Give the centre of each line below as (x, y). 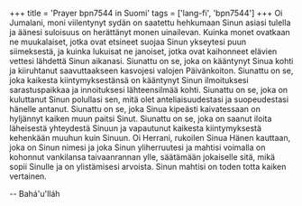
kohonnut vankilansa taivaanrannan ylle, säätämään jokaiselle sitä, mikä (142, 157)
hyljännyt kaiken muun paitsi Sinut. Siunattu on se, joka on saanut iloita (141, 118)
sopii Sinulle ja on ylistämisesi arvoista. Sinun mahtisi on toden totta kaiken (148, 167)
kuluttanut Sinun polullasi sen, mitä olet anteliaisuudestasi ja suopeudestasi (149, 99)
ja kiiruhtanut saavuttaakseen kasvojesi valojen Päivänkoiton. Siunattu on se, (151, 70)
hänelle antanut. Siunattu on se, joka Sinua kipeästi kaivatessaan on (135, 109)
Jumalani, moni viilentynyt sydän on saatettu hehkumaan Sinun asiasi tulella (150, 23)
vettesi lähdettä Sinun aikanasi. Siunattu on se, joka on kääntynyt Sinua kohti (151, 61)
